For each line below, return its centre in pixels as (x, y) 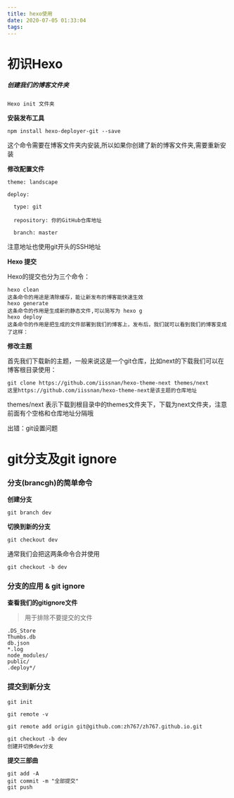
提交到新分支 (29, 687)
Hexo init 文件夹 (31, 104)
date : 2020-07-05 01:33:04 (47, 20)
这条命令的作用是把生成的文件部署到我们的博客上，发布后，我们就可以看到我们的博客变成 (117, 324)
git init (20, 702)
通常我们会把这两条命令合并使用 (53, 554)
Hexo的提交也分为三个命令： (48, 276)
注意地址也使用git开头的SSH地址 (54, 246)
